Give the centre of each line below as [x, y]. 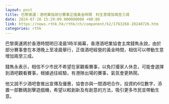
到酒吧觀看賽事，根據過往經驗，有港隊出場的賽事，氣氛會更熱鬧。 [73, 73]
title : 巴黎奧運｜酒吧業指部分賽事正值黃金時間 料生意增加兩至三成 [67, 15]
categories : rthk [23, 29]
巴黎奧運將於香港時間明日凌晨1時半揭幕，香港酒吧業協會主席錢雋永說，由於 [83, 44]
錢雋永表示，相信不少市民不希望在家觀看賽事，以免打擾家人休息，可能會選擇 [84, 67]
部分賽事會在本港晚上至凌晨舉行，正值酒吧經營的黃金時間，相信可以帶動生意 [84, 50]
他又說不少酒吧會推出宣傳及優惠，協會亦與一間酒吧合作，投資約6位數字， [81, 84]
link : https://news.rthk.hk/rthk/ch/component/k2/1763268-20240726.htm [82, 24]
